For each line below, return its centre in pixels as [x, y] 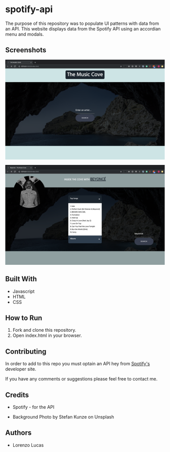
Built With [21, 279]
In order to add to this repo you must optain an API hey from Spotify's [78, 364]
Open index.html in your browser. [47, 335]
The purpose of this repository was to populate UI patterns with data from [82, 23]
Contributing [26, 351]
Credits [17, 395]
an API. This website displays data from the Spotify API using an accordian [83, 28]
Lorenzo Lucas [28, 445]
